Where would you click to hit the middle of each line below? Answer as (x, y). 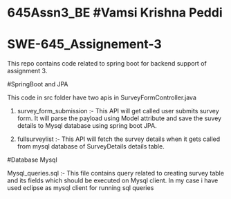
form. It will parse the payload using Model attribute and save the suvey (119, 118)
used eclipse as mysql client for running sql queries (81, 188)
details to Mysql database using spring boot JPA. (87, 126)
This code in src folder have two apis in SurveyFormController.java (102, 97)
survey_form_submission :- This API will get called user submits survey (118, 111)
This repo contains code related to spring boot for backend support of (107, 64)
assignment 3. (27, 71)
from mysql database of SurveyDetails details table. (91, 146)
